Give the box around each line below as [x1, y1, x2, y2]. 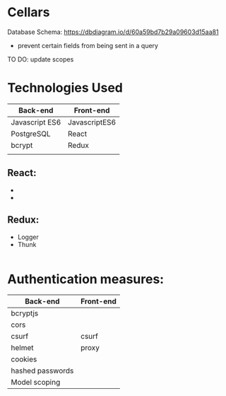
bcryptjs [11, 308, 39, 318]
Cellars [7, 4, 50, 21]
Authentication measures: [7, 271, 165, 287]
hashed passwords [11, 366, 74, 375]
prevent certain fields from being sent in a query [17, 41, 159, 49]
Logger [17, 233, 39, 241]
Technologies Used [7, 80, 124, 96]
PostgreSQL [11, 129, 51, 139]
